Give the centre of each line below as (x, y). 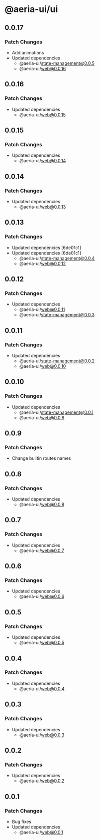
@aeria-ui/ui (31, 9)
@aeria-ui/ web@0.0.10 (43, 366)
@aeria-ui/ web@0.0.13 (43, 207)
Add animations (28, 52)
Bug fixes (22, 822)
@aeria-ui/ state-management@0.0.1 (56, 412)
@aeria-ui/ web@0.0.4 (42, 689)
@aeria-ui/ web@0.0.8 (42, 505)
